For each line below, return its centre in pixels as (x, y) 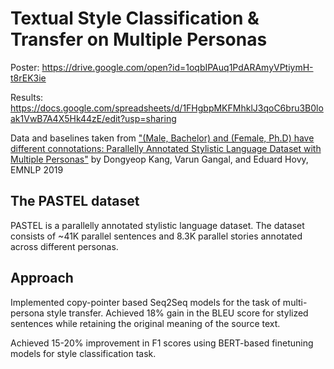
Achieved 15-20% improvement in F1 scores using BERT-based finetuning (162, 343)
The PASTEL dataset (75, 201)
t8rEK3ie (28, 78)
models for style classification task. (83, 353)
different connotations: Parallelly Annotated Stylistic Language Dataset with (166, 148)
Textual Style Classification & (135, 18)
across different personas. (64, 246)
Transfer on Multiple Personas (139, 39)
